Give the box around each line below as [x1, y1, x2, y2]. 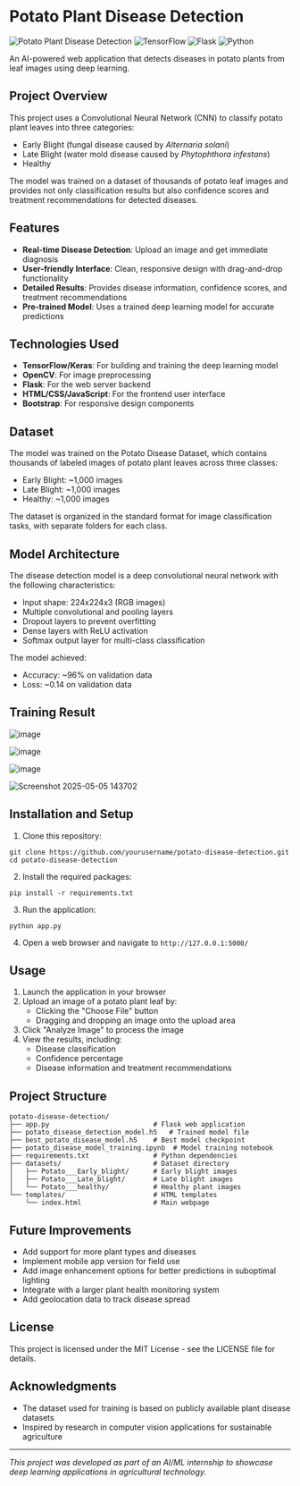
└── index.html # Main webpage [25, 1198, 210, 1208]
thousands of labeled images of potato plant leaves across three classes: [9, 458, 279, 469]
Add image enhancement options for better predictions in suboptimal [21, 1265, 277, 1276]
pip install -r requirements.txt [9, 888, 134, 898]
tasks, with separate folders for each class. [9, 520, 168, 531]
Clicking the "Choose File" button [35, 1006, 159, 1017]
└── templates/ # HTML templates [9, 1191, 218, 1200]
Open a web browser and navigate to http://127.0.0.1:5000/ [21, 937, 249, 948]
